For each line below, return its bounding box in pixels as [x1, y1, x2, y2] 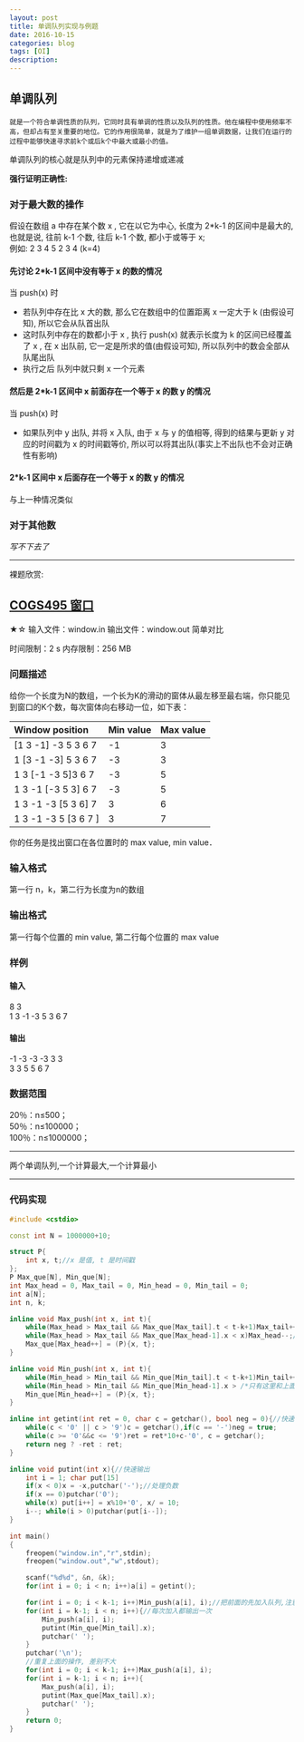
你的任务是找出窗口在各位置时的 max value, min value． [9, 837, 217, 848]
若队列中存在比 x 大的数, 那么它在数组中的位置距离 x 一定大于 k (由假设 [22, 307, 287, 317]
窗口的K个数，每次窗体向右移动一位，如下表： [16, 702, 190, 713]
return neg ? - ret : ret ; [25, 1439, 124, 1449]
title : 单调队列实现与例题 [9, 22, 100, 31]
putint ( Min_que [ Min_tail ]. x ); [42, 1623, 156, 1632]
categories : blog [9, 38, 75, 48]
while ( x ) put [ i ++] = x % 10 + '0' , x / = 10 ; [25, 1498, 180, 1508]
